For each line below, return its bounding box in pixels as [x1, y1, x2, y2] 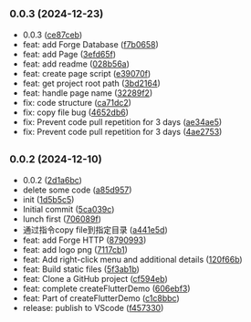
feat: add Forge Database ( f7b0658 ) [22, 38, 159, 49]
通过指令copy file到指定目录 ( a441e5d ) [22, 223, 168, 235]
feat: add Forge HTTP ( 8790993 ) [22, 234, 147, 245]
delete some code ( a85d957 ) [22, 184, 132, 195]
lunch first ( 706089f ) [22, 213, 102, 224]
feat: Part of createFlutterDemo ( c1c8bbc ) [22, 292, 180, 304]
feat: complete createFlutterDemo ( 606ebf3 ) [22, 283, 191, 294]
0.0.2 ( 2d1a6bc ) [22, 174, 82, 185]
